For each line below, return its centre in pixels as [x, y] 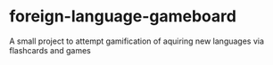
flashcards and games [50, 50]
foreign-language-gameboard [123, 16]
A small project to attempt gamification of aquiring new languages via [137, 41]
